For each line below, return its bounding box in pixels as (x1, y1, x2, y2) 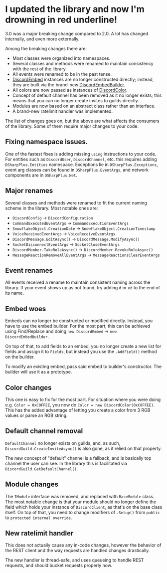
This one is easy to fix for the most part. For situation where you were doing (5, 396, 161, 402)
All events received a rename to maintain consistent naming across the (5, 279, 151, 285)
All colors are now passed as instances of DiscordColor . (12, 87, 128, 93)
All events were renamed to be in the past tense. (12, 71, 112, 77)
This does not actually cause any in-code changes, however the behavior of (5, 542, 162, 548)
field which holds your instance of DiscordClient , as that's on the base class (5, 504, 163, 510)
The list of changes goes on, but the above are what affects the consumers (5, 118, 160, 124)
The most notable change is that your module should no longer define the (5, 499, 157, 505)
